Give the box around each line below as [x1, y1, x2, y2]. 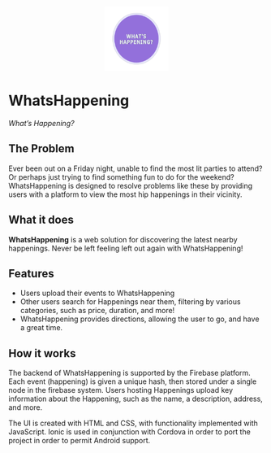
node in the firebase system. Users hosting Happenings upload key [8, 385, 234, 395]
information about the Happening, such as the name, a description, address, [8, 394, 264, 404]
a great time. [19, 323, 63, 333]
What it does [8, 213, 75, 227]
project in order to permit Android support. [8, 436, 151, 446]
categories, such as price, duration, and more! [19, 306, 175, 316]
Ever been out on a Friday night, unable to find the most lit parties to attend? [8, 163, 263, 173]
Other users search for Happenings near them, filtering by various [19, 297, 241, 307]
